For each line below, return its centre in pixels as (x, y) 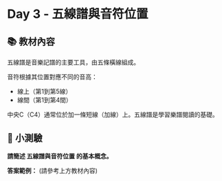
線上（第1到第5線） (44, 91)
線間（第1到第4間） (44, 100)
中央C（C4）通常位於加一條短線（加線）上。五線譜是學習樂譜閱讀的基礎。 (113, 114)
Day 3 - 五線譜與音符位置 (78, 14)
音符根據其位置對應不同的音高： (52, 77)
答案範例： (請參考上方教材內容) (53, 170)
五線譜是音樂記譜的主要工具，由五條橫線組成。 (73, 62)
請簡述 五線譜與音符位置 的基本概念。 (60, 156)
